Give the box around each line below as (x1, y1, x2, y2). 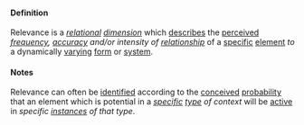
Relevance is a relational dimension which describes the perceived (10, 27, 260, 38)
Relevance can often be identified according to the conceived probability (10, 86, 282, 98)
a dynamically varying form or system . (10, 46, 154, 58)
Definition (10, 7, 49, 18)
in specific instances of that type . (10, 106, 136, 117)
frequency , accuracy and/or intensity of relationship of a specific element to (10, 37, 295, 48)
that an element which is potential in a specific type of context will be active (10, 96, 293, 107)
